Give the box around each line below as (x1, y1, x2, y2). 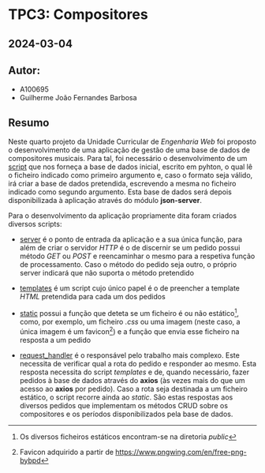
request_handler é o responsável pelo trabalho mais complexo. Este (19, 350, 241, 360)
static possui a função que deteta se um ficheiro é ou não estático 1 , (19, 307, 239, 317)
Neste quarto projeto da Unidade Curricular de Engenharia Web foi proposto (8, 137, 256, 147)
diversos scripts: (8, 220, 62, 229)
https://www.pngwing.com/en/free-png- (115, 447, 247, 456)
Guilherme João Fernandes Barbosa (19, 93, 137, 103)
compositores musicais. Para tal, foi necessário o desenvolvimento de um (8, 154, 248, 163)
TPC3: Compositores (8, 6, 148, 24)
